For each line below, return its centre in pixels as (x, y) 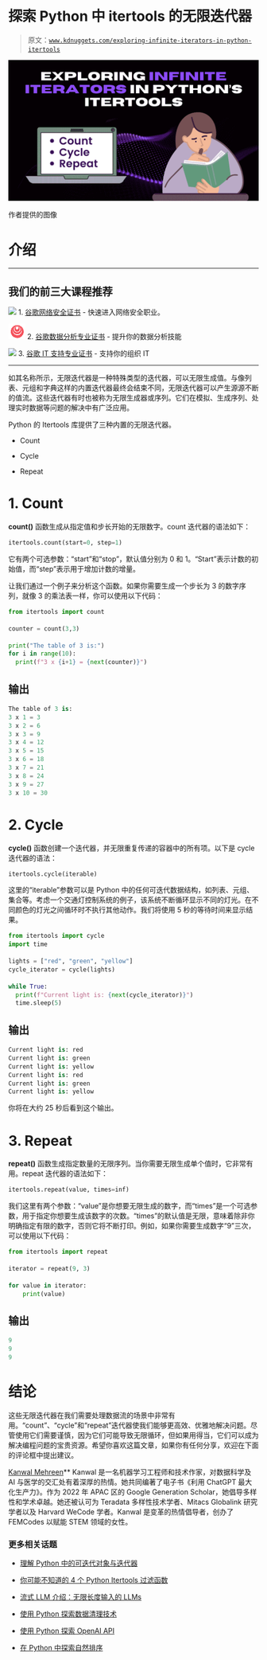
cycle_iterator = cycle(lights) (62, 969)
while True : (28, 986)
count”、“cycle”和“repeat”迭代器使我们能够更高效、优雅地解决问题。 (138, 1425)
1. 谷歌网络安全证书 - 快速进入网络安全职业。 (91, 312)
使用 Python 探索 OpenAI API (67, 1631)
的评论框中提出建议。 (43, 1455)
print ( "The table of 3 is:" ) (56, 646)
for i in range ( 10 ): (43, 654)
